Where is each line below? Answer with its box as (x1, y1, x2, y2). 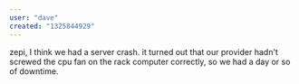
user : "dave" (9, 13, 59, 23)
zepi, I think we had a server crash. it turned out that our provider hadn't (9, 46, 279, 57)
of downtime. (9, 65, 59, 77)
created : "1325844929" (9, 22, 95, 31)
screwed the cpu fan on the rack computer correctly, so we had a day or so (9, 56, 291, 67)
